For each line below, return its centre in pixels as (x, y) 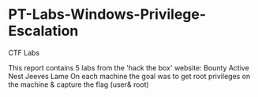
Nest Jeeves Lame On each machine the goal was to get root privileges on (129, 76)
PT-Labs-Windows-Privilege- (107, 14)
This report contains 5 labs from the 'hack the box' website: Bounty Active (129, 67)
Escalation (43, 31)
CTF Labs (24, 52)
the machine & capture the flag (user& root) (79, 84)
